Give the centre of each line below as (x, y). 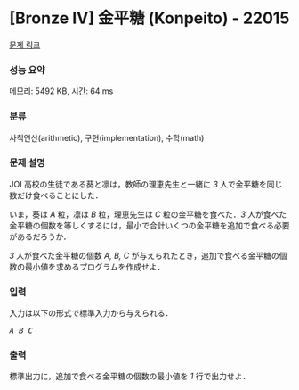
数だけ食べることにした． (56, 195)
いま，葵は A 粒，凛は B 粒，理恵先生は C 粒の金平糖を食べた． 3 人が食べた (148, 214)
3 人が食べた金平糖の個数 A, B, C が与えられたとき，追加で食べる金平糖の (145, 255)
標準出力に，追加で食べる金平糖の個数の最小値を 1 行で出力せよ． (130, 377)
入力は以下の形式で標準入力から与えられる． (91, 313)
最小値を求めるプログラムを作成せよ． (95, 266)
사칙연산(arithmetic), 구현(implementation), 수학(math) (107, 137)
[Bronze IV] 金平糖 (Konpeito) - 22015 (149, 18)
